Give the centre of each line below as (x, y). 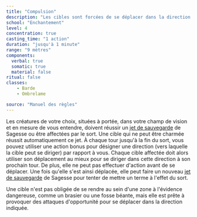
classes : (17, 83)
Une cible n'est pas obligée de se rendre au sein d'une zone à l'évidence (94, 189)
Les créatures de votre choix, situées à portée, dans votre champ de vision (97, 121)
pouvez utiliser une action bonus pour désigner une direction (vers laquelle (97, 146)
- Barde (26, 88)
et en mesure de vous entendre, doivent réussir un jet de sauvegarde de (94, 127)
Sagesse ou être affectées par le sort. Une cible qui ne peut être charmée (95, 134)
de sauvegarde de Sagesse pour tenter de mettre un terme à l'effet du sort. (97, 177)
